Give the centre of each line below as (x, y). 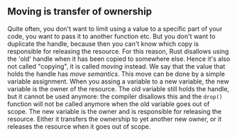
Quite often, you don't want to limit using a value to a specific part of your (115, 28)
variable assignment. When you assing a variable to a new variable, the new (118, 81)
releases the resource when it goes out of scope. (79, 126)
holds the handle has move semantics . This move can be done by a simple (116, 74)
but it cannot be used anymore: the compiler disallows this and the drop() (115, 96)
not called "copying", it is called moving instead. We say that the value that (116, 66)
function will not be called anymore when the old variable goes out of (109, 104)
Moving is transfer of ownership (80, 12)
